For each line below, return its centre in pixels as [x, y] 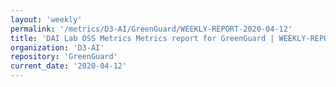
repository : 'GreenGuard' [64, 57]
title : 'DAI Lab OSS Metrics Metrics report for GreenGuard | [142, 38]
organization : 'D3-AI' [57, 47]
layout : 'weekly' [46, 19]
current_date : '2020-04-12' [69, 66]
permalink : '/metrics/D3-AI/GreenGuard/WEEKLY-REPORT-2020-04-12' [151, 29]
